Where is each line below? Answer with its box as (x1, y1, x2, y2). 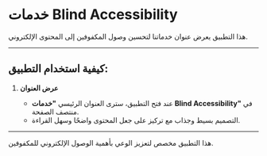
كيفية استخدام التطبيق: (8, 62, 109, 76)
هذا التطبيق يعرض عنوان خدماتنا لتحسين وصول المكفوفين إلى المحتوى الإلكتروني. (8, 32, 248, 41)
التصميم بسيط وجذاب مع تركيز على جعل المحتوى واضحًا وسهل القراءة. (31, 115, 241, 124)
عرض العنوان (19, 83, 59, 93)
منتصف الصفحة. (31, 107, 79, 116)
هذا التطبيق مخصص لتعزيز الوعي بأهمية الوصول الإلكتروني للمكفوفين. (8, 138, 214, 147)
